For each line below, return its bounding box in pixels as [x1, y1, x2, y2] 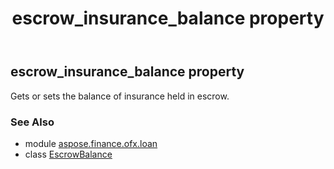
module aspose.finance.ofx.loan [24, 137, 158, 149]
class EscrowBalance [24, 148, 113, 160]
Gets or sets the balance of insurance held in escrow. [10, 90, 230, 102]
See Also [10, 115, 55, 129]
